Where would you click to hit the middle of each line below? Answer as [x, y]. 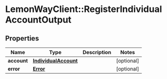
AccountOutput [38, 20]
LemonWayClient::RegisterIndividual [84, 9]
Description [97, 52]
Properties [22, 38]
